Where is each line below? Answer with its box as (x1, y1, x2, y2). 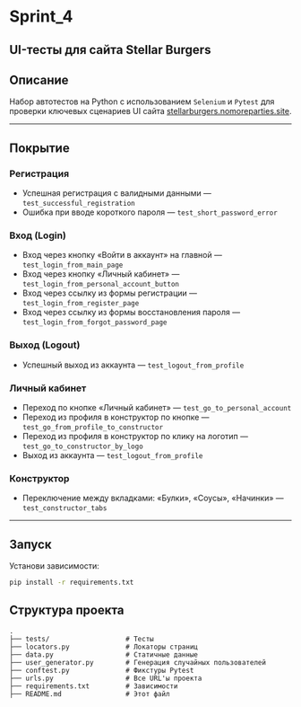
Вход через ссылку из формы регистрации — (21, 287, 198, 298)
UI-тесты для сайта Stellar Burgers (9, 42, 211, 57)
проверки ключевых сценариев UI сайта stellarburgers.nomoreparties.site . (9, 106, 293, 117)
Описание (9, 72, 69, 87)
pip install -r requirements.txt (9, 578, 134, 588)
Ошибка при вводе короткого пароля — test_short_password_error (21, 207, 278, 217)
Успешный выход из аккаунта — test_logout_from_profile (21, 359, 245, 370)
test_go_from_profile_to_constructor (21, 422, 164, 432)
